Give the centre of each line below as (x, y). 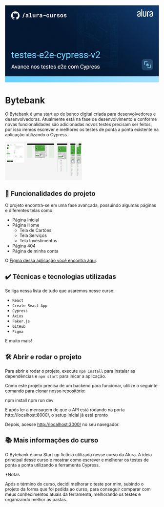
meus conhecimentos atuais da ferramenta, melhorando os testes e (73, 494)
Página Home (26, 225)
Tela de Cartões (35, 231)
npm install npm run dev (29, 400)
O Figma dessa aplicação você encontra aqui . (51, 261)
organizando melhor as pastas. (36, 499)
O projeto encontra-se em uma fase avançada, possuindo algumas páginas (81, 205)
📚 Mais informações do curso (52, 440)
